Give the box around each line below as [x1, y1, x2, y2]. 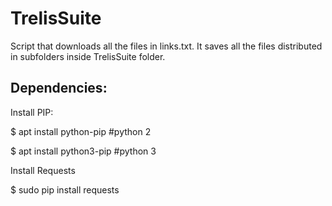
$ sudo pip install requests [10, 183, 120, 196]
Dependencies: [10, 80, 108, 97]
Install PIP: [10, 106, 54, 118]
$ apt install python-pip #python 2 [10, 125, 152, 137]
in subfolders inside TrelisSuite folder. [10, 50, 166, 62]
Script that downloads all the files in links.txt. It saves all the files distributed [10, 40, 323, 52]
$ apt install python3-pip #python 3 [10, 145, 157, 157]
